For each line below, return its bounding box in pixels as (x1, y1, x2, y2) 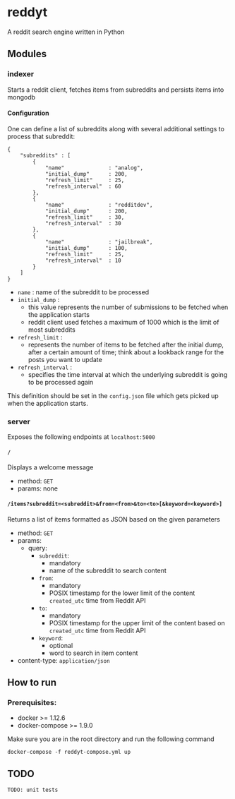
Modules (7, 48, 47, 60)
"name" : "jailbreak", (44, 238, 153, 246)
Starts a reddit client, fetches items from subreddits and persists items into (7, 85, 224, 94)
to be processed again (28, 378, 94, 386)
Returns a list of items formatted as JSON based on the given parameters (7, 515, 220, 523)
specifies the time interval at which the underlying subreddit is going (28, 370, 228, 378)
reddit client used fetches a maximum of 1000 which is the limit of (28, 318, 219, 326)
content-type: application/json (17, 656, 111, 664)
